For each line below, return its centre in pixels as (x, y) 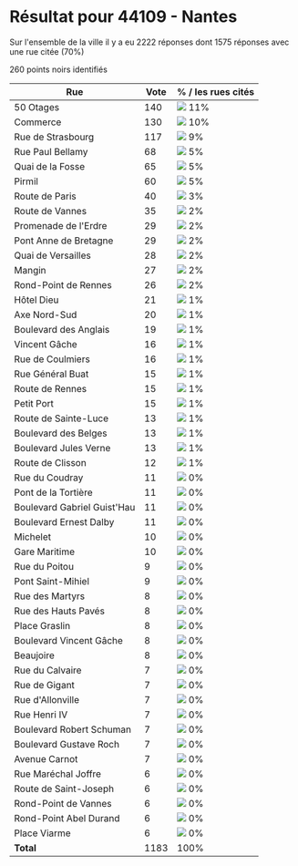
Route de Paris (45, 196)
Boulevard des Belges (61, 433)
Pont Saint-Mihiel (51, 581)
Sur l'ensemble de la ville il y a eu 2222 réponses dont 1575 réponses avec (149, 42)
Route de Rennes (51, 388)
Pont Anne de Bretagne (64, 241)
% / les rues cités (216, 91)
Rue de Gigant (45, 685)
